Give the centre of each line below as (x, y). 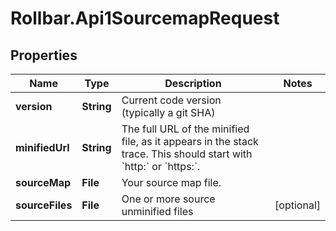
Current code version (171, 100)
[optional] (297, 205)
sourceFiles (44, 205)
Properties (44, 55)
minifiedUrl (42, 147)
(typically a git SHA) (168, 112)
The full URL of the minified (185, 129)
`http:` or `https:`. (161, 166)
